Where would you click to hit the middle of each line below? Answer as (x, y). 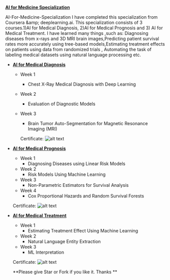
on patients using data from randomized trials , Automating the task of (78, 49)
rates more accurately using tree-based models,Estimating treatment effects (85, 44)
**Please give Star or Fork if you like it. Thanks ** (65, 272)
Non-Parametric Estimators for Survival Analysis (78, 185)
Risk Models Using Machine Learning (66, 174)
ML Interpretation (46, 252)
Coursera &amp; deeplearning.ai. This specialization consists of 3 (74, 23)
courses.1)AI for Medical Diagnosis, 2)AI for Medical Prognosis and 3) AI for (84, 28)
